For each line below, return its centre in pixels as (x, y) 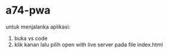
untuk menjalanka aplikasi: (38, 27)
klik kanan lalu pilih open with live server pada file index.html (88, 45)
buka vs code (31, 38)
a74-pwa (28, 10)
